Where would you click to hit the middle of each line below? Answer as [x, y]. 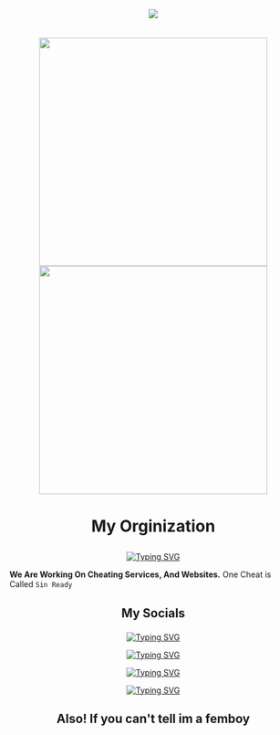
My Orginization [153, 526]
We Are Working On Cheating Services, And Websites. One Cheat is [140, 574]
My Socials [153, 613]
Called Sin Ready [41, 584]
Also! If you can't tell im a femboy [153, 718]
